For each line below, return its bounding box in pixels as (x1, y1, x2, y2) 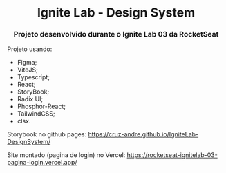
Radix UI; (17, 95, 44, 103)
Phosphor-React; (17, 102, 66, 111)
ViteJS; (17, 65, 38, 74)
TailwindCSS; (17, 110, 55, 118)
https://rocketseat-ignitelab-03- (126, 151, 218, 159)
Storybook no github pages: (7, 130, 87, 139)
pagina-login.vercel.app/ (7, 159, 77, 167)
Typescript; (17, 73, 50, 81)
